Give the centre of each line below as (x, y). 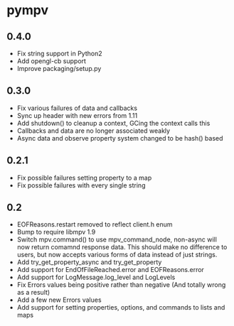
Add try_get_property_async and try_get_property (89, 262)
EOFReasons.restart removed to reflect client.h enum (95, 224)
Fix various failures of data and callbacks (77, 108)
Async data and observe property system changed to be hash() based (120, 138)
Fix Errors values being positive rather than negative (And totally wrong (121, 285)
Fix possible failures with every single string (81, 185)
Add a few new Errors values (59, 300)
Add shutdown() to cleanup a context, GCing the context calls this (113, 123)
